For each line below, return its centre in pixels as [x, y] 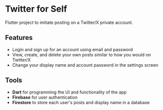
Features [19, 38]
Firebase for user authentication [45, 97]
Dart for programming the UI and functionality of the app [69, 92]
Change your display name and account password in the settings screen [85, 65]
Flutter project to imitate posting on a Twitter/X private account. [69, 22]
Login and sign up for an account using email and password [72, 49]
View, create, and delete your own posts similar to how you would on [81, 55]
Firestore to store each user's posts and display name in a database [81, 102]
